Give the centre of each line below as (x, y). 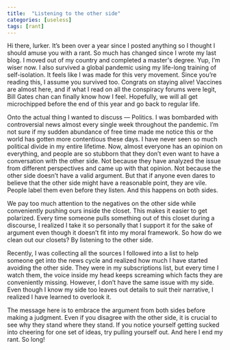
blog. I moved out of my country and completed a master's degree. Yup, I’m (114, 60)
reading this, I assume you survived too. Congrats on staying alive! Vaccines (115, 82)
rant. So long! (26, 340)
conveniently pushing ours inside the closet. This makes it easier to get (107, 211)
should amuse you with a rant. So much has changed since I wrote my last (112, 53)
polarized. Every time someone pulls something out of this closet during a (111, 218)
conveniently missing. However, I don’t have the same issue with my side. (111, 283)
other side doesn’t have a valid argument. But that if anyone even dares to (111, 176)
